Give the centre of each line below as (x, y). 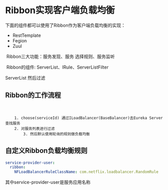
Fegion (20, 40)
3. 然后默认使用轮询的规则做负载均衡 (57, 134)
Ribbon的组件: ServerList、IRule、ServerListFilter (58, 67)
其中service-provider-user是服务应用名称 (48, 182)
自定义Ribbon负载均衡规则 (46, 151)
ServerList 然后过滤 (25, 78)
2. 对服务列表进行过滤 (35, 129)
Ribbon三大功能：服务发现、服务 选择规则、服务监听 (61, 56)
